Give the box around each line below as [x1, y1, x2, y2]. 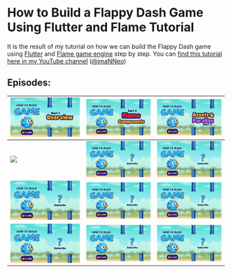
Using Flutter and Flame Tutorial [7, 19, 195, 35]
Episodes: [7, 77, 51, 89]
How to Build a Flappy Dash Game [7, 5, 204, 21]
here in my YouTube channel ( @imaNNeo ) [7, 57, 126, 65]
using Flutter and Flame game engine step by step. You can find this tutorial [7, 50, 222, 58]
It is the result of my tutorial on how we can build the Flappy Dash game [7, 42, 211, 50]
